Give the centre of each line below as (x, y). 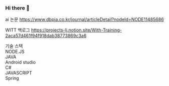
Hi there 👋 (18, 8)
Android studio (21, 62)
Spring (12, 78)
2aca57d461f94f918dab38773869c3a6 (46, 36)
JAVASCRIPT (19, 73)
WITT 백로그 (18, 30)
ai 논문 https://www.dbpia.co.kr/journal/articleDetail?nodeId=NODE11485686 (84, 19)
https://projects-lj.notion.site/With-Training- (76, 30)
